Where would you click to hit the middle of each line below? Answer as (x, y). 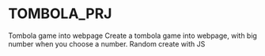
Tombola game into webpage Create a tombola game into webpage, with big (132, 35)
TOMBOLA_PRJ (60, 14)
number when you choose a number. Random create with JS (107, 43)
